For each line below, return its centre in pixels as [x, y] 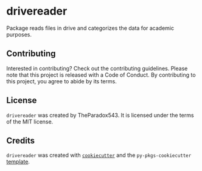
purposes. [19, 34]
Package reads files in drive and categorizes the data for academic [90, 28]
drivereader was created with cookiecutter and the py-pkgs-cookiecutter [99, 155]
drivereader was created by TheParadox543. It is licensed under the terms [100, 115]
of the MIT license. [30, 121]
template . [18, 162]
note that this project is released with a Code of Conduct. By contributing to [101, 75]
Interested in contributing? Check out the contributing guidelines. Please [97, 68]
